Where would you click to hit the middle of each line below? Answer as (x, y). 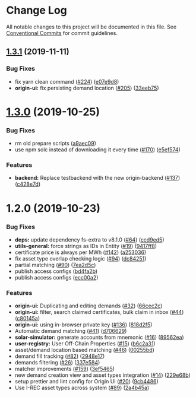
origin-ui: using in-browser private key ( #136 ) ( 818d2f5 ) (83, 325)
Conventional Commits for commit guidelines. (62, 33)
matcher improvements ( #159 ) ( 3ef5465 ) (64, 369)
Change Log (37, 10)
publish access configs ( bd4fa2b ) (56, 271)
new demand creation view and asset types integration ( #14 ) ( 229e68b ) (103, 375)
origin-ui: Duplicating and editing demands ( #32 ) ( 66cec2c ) (88, 306)
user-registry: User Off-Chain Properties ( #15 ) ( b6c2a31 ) (85, 344)
